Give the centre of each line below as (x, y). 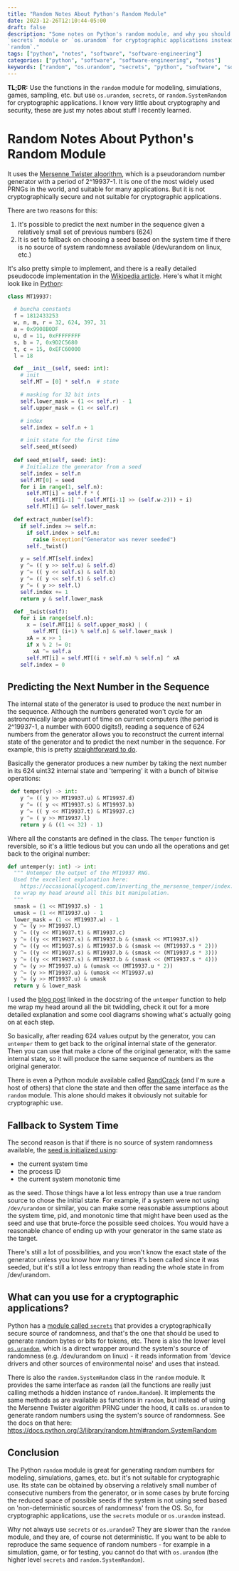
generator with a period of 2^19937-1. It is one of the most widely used (111, 181)
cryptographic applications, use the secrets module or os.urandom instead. (116, 1515)
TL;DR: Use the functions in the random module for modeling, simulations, (115, 87)
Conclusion (33, 1453)
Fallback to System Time (63, 1125)
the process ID (39, 1171)
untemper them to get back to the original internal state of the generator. (112, 1044)
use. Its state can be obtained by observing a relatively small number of (112, 1485)
